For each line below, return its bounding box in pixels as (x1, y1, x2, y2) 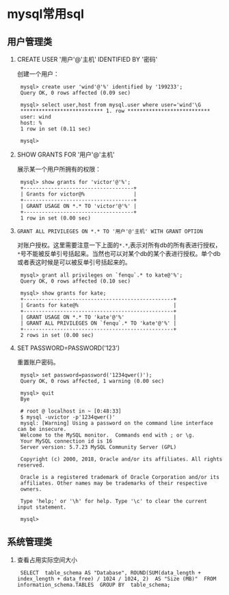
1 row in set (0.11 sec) (20, 126, 91, 132)
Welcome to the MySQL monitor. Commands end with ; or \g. (20, 432, 196, 439)
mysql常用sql (7, 6, 84, 22)
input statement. (16, 504, 67, 511)
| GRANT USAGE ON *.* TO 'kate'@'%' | (20, 314, 177, 320)
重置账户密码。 (16, 358, 59, 366)
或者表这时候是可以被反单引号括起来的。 (16, 258, 131, 266)
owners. (20, 486, 42, 493)
